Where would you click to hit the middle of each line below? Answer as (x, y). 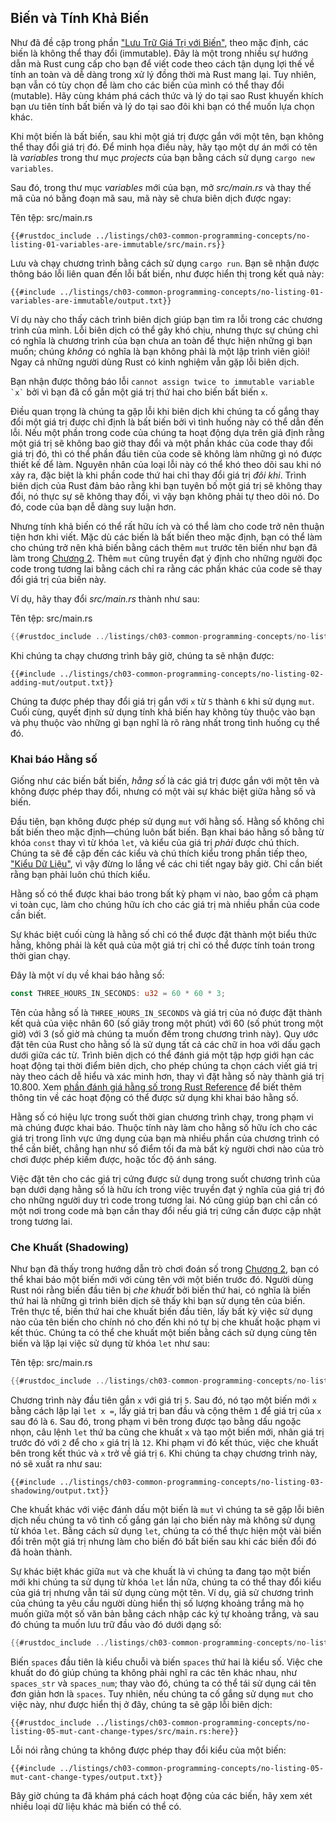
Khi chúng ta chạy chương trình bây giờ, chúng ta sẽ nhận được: (142, 655)
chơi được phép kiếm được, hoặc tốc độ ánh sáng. (113, 1159)
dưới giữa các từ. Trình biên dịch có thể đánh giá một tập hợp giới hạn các (162, 1055)
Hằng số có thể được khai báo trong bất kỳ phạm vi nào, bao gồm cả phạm (164, 893)
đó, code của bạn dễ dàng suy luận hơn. (93, 507)
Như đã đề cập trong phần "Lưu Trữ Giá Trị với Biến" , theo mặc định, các (159, 42)
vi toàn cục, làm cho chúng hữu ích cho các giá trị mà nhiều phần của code (165, 904)
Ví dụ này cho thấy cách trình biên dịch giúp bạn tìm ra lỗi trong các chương (166, 319)
